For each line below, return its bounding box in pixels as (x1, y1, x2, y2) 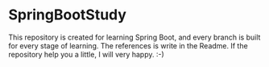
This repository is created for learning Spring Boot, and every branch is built (8, 32, 261, 42)
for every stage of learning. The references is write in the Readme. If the (8, 40, 248, 50)
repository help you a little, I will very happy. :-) (8, 49, 165, 59)
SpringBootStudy (8, 6, 127, 24)
